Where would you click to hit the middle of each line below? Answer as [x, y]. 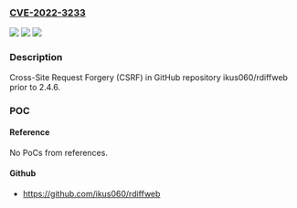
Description [36, 57]
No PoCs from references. [58, 152]
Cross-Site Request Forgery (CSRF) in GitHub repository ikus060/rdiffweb [148, 77]
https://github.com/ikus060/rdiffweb [91, 193]
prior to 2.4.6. [35, 87]
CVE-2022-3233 [48, 13]
